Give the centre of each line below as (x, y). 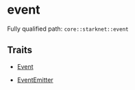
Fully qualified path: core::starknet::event (68, 29)
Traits (20, 50)
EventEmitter (35, 80)
